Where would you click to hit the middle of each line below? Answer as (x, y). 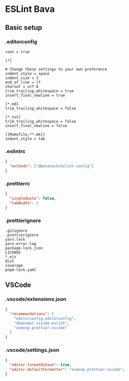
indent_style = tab (25, 139)
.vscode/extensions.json (36, 299)
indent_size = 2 (22, 78)
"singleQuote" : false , (33, 198)
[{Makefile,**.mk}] (25, 134)
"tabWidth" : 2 (24, 203)
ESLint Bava (30, 9)
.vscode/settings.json (32, 350)
